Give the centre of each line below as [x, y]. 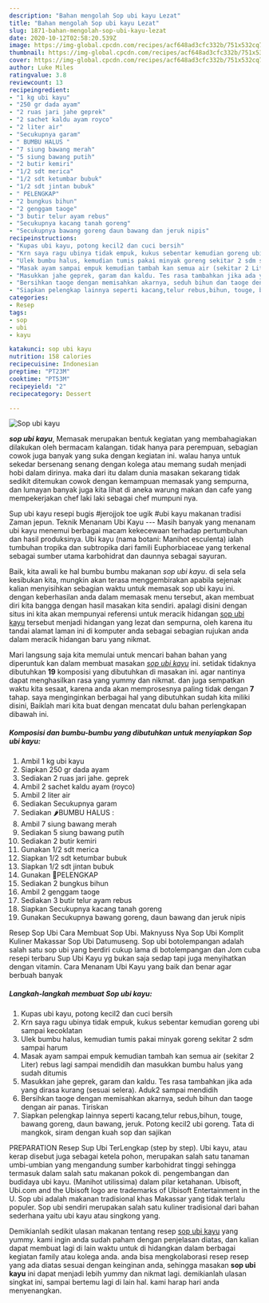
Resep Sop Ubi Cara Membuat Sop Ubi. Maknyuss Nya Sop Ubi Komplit [127, 933]
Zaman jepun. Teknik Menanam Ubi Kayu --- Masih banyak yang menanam [133, 522]
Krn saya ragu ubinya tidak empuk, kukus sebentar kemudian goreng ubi [140, 1022]
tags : [18, 312]
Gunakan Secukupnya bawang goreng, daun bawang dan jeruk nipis [133, 917]
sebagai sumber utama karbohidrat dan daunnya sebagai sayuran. [118, 556]
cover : [20, 61]
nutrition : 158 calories [50, 357]
